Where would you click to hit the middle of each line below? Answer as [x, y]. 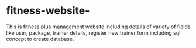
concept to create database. [40, 39]
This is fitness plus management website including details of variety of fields [98, 27]
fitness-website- [48, 11]
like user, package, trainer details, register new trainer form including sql [93, 32]
